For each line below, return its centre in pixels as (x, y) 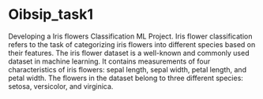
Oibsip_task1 (51, 15)
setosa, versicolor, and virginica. (61, 86)
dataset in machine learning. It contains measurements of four (109, 61)
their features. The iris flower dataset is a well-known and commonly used (129, 53)
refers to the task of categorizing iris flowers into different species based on (132, 44)
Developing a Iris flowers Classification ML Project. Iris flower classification (130, 36)
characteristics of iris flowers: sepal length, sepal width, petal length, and (128, 69)
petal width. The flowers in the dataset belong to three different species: (126, 78)
